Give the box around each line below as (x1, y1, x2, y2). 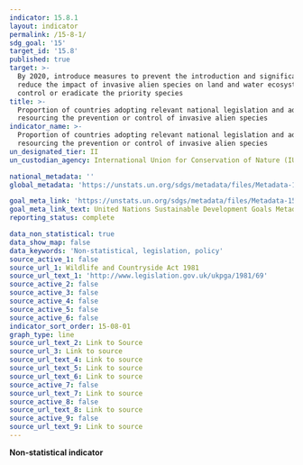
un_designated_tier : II (9, 147, 99, 156)
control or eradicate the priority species (17, 88, 183, 97)
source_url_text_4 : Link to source (9, 355, 143, 365)
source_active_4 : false (9, 296, 99, 305)
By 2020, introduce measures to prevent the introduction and (17, 72, 256, 81)
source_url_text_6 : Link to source (9, 371, 143, 381)
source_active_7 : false (9, 380, 99, 389)
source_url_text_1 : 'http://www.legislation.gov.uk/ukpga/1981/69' (9, 271, 269, 280)
